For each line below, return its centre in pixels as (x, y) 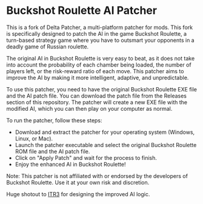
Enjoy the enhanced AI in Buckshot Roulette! (70, 164)
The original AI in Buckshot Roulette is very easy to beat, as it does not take (101, 58)
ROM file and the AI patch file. (52, 151)
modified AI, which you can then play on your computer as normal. (89, 108)
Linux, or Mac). (34, 138)
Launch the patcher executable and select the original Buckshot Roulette (106, 145)
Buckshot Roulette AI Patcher (82, 11)
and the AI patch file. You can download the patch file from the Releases (96, 96)
